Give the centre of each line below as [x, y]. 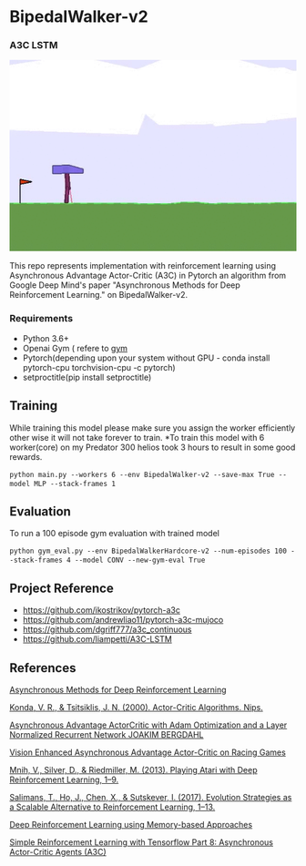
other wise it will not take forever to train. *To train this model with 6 [137, 437]
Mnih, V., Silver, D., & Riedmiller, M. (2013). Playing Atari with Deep [133, 770]
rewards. [26, 456]
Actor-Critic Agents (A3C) [58, 852]
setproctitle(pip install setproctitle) [87, 377]
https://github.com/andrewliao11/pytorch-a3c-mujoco [123, 620]
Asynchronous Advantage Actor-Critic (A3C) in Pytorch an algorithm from [148, 276]
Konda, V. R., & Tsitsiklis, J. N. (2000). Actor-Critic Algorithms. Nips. [137, 708]
